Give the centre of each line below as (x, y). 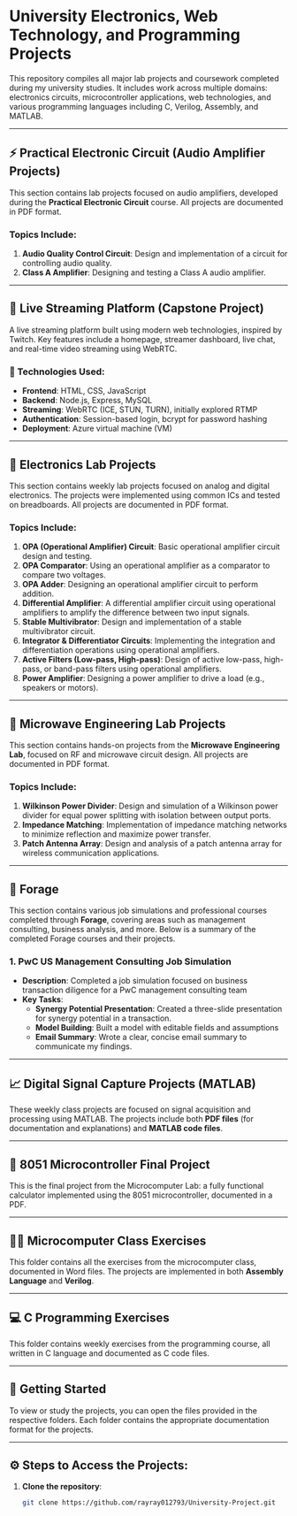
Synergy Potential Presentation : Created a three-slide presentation (159, 1009)
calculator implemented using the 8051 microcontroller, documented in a (141, 1195)
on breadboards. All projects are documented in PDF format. (119, 504)
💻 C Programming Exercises (89, 1318)
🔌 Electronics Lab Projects (83, 465)
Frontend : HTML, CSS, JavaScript (84, 391)
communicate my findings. (84, 1046)
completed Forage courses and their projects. (92, 938)
